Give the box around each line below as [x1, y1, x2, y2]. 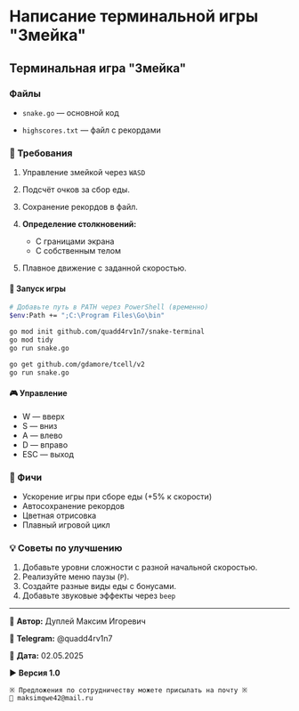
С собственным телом [35, 246, 122, 256]
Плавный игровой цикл [21, 520, 111, 530]
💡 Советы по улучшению [9, 541, 123, 553]
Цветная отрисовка [21, 510, 97, 521]
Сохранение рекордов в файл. [21, 202, 138, 213]
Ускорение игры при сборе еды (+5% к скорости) [21, 491, 212, 502]
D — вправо [21, 439, 69, 450]
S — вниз [21, 420, 58, 431]
